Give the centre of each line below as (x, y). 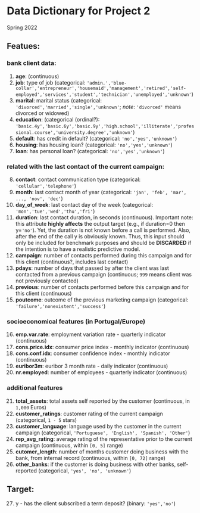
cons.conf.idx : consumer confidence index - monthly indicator (93, 353)
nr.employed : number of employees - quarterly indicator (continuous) (101, 372)
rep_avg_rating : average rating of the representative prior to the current (104, 439)
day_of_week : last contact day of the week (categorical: (84, 204)
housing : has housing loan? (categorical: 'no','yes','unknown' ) (94, 145)
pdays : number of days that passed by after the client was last (92, 268)
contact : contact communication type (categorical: (78, 179)
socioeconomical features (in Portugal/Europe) (76, 321)
